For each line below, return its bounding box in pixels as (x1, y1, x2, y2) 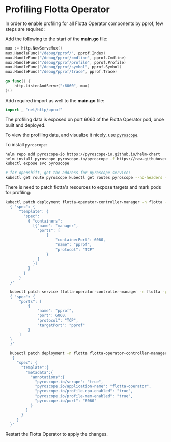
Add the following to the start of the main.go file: (5, 36, 108, 42)
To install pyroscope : (5, 141, 47, 148)
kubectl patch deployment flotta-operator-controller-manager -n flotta (5, 200, 163, 205)
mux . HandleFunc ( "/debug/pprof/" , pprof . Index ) (5, 50, 106, 56)
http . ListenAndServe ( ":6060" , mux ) (14, 83, 90, 89)
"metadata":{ (25, 370, 53, 375)
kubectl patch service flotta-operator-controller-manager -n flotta (10, 289, 160, 294)
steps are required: (5, 26, 45, 32)
